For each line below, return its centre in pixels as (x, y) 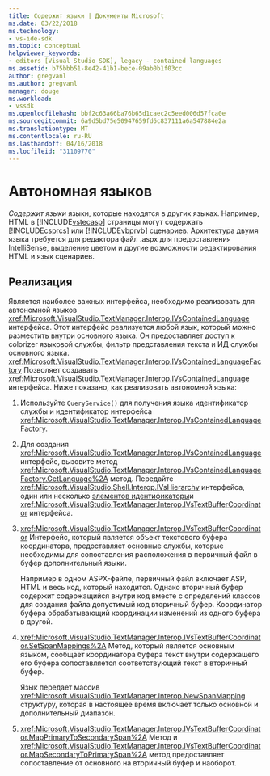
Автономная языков (80, 191)
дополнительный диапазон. (67, 713)
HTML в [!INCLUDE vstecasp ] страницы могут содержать (106, 222)
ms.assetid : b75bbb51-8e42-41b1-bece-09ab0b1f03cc (95, 69)
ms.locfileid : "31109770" (52, 151)
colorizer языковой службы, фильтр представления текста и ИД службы (133, 344)
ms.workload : (30, 99)
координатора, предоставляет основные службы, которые (122, 546)
